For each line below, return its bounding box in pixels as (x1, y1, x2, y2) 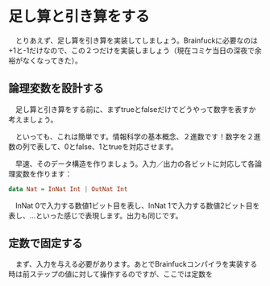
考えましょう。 (8, 114, 58, 124)
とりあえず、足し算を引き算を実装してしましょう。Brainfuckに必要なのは (15, 35, 258, 45)
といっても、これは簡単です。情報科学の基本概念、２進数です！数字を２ (15, 131, 254, 141)
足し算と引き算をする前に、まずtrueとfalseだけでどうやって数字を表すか (15, 104, 256, 114)
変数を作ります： (15, 168, 73, 178)
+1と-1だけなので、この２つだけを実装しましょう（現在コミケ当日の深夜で (8, 45, 255, 55)
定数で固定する (8, 237, 83, 251)
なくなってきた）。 (22, 56, 82, 65)
